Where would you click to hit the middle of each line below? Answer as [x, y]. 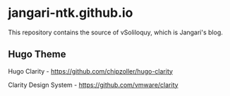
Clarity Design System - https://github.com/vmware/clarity [93, 85]
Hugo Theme [37, 54]
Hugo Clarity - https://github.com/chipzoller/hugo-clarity [91, 71]
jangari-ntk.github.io [71, 13]
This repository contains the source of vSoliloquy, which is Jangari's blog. [115, 32]
